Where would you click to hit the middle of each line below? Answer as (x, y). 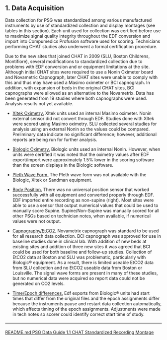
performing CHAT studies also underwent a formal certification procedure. (81, 46)
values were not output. (37, 221)
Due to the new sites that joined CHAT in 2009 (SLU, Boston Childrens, (78, 56)
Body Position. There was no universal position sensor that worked (81, 189)
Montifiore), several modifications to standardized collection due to (74, 61)
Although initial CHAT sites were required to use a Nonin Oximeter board (79, 72)
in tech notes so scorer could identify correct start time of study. (79, 314)
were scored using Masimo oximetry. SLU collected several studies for (84, 124)
